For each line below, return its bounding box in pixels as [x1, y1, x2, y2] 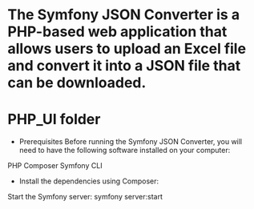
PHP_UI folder [7, 111, 101, 129]
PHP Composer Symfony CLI [7, 161, 103, 171]
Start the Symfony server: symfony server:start [7, 192, 163, 202]
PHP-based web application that [7, 22, 228, 41]
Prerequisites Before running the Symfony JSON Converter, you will [18, 137, 243, 147]
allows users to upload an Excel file [7, 40, 246, 58]
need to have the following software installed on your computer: [18, 146, 231, 155]
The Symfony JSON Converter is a [7, 6, 240, 24]
